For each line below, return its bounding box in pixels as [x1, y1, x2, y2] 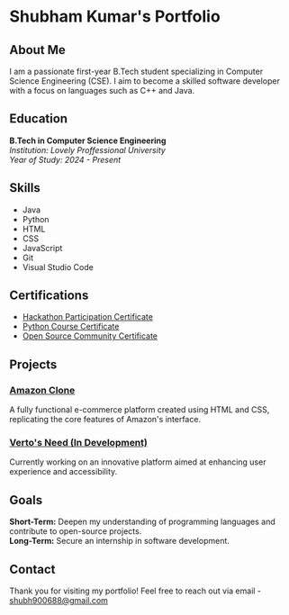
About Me [9, 42, 66, 58]
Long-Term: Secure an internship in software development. [9, 536, 230, 547]
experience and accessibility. [9, 466, 118, 477]
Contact [9, 561, 56, 577]
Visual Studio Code [22, 261, 95, 272]
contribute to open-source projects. [9, 526, 142, 537]
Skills [9, 180, 41, 195]
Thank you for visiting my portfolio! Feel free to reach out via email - [9, 585, 262, 596]
